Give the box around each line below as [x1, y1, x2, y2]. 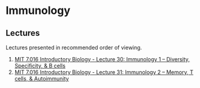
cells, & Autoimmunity [14, 75, 69, 82]
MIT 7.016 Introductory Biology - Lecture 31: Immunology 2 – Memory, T [14, 69, 194, 76]
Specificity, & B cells [14, 62, 66, 69]
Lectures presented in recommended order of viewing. [5, 44, 142, 51]
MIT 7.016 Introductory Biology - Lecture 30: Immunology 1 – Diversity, [14, 56, 190, 63]
